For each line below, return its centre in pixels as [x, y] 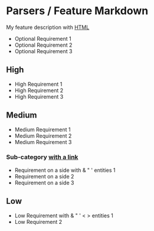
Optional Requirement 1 [43, 38]
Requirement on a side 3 [44, 183]
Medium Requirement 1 [42, 129]
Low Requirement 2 [38, 222]
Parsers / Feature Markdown [77, 11]
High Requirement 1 [38, 84]
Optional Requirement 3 [43, 51]
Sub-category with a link [42, 157]
